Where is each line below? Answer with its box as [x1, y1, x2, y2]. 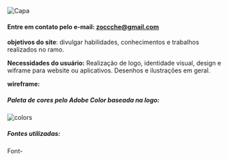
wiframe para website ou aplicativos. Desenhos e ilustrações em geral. [7, 66, 211, 75]
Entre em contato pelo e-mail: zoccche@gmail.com [7, 22, 159, 31]
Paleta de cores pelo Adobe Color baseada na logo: [7, 95, 160, 104]
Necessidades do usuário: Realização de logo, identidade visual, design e [7, 59, 222, 68]
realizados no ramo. [7, 45, 65, 54]
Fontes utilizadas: [7, 129, 61, 137]
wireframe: [7, 80, 40, 89]
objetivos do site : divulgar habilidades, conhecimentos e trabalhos [7, 38, 199, 47]
